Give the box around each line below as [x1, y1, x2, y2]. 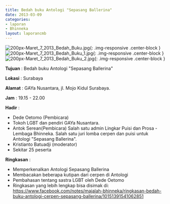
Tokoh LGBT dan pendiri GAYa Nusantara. [12, 120, 100, 126]
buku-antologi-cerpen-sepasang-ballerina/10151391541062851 [12, 193, 144, 199]
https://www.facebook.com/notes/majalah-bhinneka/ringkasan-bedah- [12, 188, 162, 194]
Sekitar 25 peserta [12, 147, 52, 152]
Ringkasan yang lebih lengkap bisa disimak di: [12, 183, 109, 188]
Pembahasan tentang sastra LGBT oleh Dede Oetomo [12, 177, 124, 183]
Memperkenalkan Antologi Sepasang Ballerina [12, 167, 110, 172]
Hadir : [5, 105, 20, 110]
